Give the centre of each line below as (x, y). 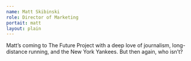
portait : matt (24, 23)
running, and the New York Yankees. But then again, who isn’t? (106, 52)
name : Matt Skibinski (33, 12)
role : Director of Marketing (42, 17)
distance (17, 52)
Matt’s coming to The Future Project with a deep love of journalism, (89, 45)
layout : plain (24, 28)
